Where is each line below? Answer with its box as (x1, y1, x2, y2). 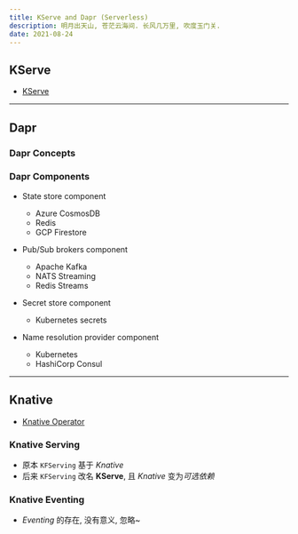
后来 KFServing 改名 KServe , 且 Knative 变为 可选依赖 (21, 470, 215, 481)
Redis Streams (35, 280, 89, 291)
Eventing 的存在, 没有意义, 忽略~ (21, 514, 141, 525)
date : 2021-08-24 (9, 29, 74, 38)
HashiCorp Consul (35, 358, 103, 369)
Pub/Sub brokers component (21, 243, 129, 254)
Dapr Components (9, 171, 90, 183)
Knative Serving (9, 438, 81, 450)
